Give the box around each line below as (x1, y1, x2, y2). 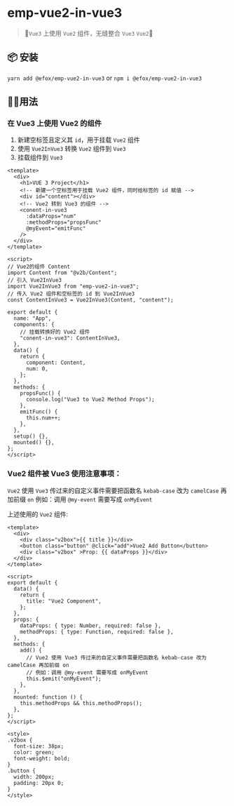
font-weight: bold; (13, 755, 71, 762)
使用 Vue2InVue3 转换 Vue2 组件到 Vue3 (17, 145, 126, 153)
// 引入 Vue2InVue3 (7, 277, 62, 284)
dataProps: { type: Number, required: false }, (20, 622, 161, 629)
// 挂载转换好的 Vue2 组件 (20, 328, 90, 336)
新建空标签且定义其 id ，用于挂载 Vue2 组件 (17, 135, 140, 145)
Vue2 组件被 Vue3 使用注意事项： (7, 469, 122, 478)
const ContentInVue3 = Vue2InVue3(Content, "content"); (7, 297, 174, 304)
